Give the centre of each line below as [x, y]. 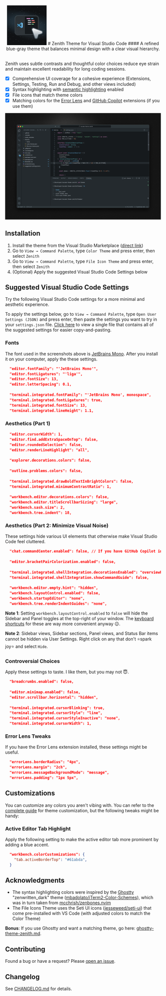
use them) [22, 106]
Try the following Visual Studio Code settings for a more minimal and [75, 299]
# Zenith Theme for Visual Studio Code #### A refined [103, 43]
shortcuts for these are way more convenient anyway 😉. [63, 624]
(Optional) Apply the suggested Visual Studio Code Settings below [80, 272]
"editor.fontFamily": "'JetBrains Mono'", [54, 369]
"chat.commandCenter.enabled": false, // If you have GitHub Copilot [83, 551]
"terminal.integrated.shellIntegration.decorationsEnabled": [74, 572]
